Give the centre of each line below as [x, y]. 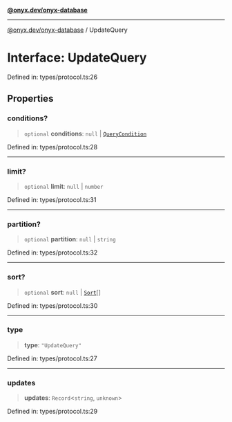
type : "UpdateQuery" [52, 345]
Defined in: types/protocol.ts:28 [52, 147]
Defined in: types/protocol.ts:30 [52, 305]
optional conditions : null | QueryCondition [85, 134]
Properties [30, 99]
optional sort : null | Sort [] [62, 292]
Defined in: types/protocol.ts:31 [52, 199]
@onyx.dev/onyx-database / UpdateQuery [67, 30]
